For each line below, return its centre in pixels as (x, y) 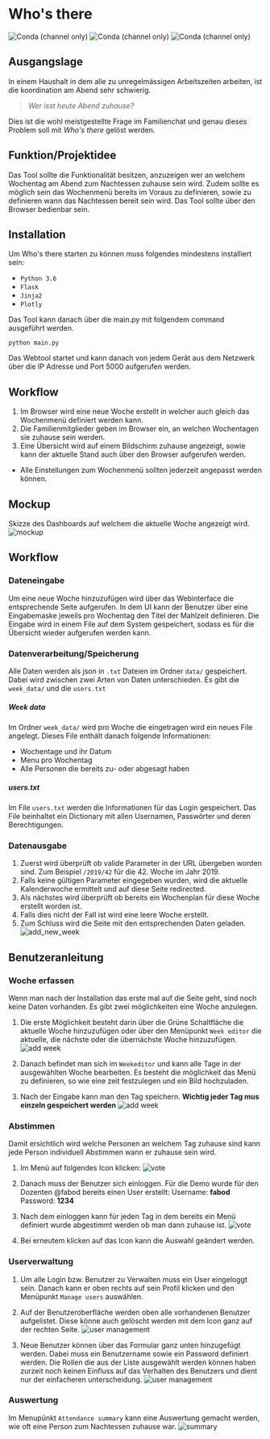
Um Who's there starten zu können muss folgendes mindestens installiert (130, 254)
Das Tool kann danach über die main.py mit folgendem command (116, 319)
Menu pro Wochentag (56, 760)
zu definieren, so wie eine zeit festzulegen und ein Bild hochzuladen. (134, 1081)
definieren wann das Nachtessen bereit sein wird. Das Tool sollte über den (132, 200)
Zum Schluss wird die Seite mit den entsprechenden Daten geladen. (133, 923)
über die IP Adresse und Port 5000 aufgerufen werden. (100, 367)
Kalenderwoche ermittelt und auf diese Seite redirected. (113, 889)
